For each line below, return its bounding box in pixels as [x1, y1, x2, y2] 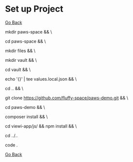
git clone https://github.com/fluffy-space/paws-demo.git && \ [5, 95, 128, 101]
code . [5, 142, 18, 148]
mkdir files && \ [5, 48, 36, 54]
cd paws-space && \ [5, 38, 46, 44]
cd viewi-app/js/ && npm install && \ [5, 123, 77, 129]
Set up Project [5, 3, 63, 15]
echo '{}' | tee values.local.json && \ [5, 76, 77, 82]
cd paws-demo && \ [5, 104, 45, 110]
